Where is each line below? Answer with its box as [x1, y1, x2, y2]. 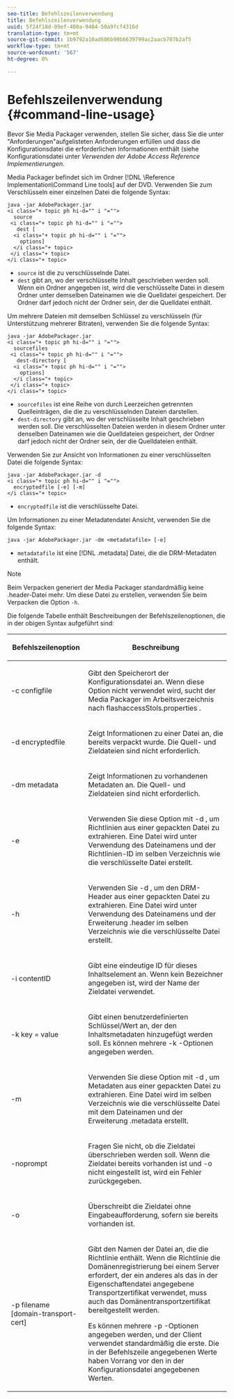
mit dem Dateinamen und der [88, 1107, 183, 1117]
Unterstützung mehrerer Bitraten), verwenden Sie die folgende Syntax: [7, 319, 210, 327]
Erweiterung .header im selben [88, 917, 189, 927]
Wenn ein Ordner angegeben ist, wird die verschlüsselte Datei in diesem [17, 283, 225, 292]
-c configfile [10, 686, 52, 695]
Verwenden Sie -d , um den [88, 882, 179, 892]
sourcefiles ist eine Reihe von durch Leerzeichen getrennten [17, 399, 193, 408]
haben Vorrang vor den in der [88, 1356, 185, 1365]
